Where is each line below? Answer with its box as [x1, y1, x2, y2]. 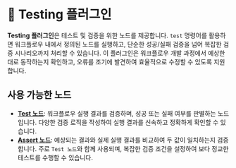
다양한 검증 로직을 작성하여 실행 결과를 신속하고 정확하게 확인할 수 [38, 118, 219, 126]
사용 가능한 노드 [7, 89, 72, 101]
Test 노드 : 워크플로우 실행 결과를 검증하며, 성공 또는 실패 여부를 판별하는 [17, 109, 216, 117]
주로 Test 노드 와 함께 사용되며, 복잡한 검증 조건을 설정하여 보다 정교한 [38, 144, 229, 152]
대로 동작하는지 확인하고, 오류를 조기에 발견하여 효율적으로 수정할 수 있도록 [7, 57, 213, 66]
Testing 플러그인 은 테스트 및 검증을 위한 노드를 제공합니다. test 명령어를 [7, 31, 208, 40]
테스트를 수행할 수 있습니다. [17, 153, 94, 162]
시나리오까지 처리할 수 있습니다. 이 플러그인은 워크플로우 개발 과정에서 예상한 [14, 49, 225, 57]
